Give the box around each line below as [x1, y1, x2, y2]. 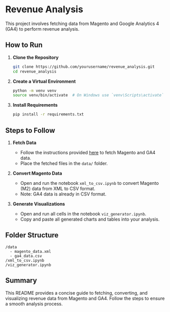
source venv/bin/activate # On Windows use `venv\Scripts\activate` [12, 93, 164, 98]
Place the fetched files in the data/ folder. [20, 160, 108, 166]
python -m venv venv [12, 88, 57, 93]
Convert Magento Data [12, 170, 62, 176]
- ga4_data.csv [10, 253, 42, 258]
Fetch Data [12, 139, 37, 146]
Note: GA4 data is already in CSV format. [20, 190, 107, 197]
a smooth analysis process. [5, 300, 63, 307]
